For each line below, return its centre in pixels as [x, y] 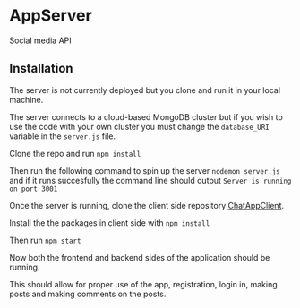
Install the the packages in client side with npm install [110, 222]
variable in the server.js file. [63, 136]
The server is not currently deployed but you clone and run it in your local [145, 90]
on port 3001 [34, 189]
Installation [41, 68]
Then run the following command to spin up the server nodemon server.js [145, 170]
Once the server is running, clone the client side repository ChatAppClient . [147, 205]
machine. [26, 99]
